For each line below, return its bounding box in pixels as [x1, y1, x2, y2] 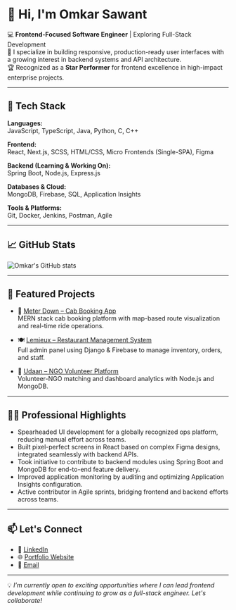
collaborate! [7, 597, 42, 604]
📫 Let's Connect [7, 523, 83, 535]
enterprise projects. [7, 73, 65, 82]
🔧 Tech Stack [7, 100, 66, 112]
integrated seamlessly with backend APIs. [17, 450, 139, 459]
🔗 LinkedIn [17, 545, 48, 554]
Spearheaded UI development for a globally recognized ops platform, [17, 428, 218, 436]
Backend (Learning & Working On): [7, 161, 111, 170]
